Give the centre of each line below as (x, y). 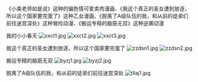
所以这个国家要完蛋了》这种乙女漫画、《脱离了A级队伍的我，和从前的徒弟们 (97, 16)
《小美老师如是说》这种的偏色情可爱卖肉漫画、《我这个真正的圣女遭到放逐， (98, 8)
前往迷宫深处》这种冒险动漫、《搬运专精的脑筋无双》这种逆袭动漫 (85, 23)
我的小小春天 (22, 36)
